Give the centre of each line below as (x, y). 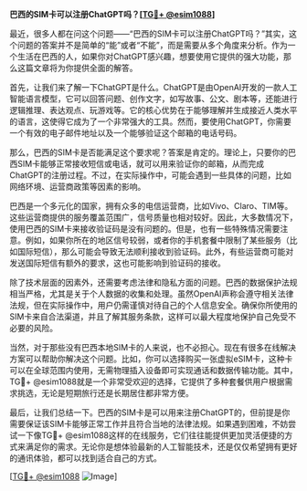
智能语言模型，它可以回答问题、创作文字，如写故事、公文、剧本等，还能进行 (153, 99)
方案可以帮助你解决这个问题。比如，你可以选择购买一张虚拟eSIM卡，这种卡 (151, 359)
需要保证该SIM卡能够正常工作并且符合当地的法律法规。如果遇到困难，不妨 (149, 424)
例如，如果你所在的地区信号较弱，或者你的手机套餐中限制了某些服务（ (157, 240)
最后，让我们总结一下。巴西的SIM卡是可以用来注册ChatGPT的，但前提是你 (150, 413)
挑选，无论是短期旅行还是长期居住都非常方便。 (105, 393)
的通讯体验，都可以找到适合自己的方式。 (85, 458)
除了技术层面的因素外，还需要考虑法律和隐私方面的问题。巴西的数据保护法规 (153, 282)
